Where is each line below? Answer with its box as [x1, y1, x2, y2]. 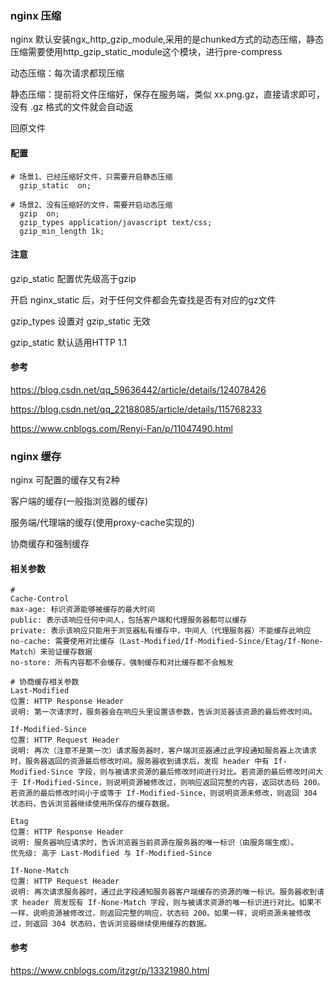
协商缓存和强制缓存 [10, 538, 90, 550]
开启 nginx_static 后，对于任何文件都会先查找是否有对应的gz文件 [10, 293, 277, 306]
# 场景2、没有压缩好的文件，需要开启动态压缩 [10, 200, 173, 210]
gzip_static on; [19, 180, 92, 191]
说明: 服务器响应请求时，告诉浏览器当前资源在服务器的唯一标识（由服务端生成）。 [10, 838, 299, 848]
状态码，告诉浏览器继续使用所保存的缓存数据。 [10, 799, 175, 809]
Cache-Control [10, 594, 70, 604]
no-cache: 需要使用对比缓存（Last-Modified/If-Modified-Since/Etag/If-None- [10, 637, 324, 647]
